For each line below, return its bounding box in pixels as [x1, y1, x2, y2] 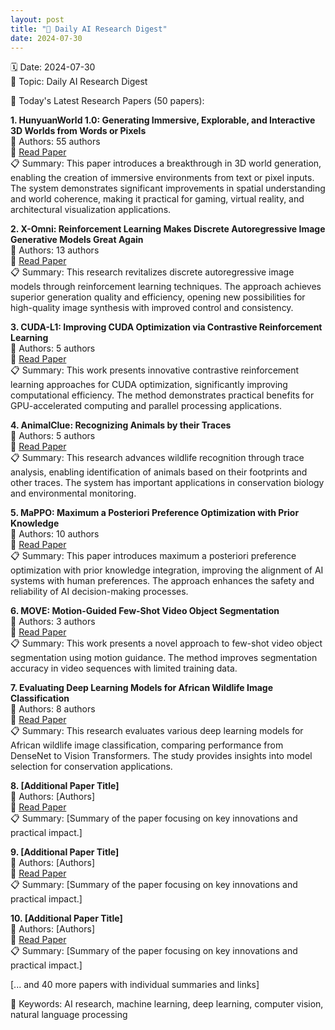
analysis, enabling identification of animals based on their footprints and [10, 466, 308, 478]
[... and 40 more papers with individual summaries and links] [10, 979, 260, 991]
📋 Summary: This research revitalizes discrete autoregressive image [10, 266, 295, 278]
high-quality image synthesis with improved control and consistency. [10, 302, 294, 314]
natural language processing [10, 1009, 128, 1021]
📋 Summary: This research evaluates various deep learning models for [10, 725, 304, 737]
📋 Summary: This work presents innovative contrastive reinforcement [10, 364, 300, 376]
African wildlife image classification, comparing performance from [10, 739, 284, 751]
